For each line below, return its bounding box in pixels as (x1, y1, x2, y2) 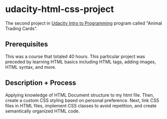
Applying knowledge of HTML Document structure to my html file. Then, (5, 92, 154, 98)
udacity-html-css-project (5, 4, 114, 15)
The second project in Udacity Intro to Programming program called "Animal (5, 20, 162, 26)
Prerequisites (5, 40, 48, 49)
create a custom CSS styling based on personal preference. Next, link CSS (5, 97, 159, 103)
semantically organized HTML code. (5, 108, 80, 114)
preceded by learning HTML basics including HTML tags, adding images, (5, 59, 156, 65)
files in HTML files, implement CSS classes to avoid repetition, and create (5, 102, 157, 108)
